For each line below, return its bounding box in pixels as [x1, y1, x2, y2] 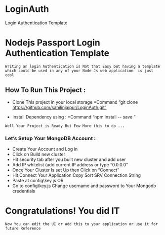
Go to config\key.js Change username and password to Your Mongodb [12, 183, 157, 189]
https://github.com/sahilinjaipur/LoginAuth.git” [12, 104, 107, 110]
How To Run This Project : [5, 86, 86, 94]
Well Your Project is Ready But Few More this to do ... [5, 123, 125, 128]
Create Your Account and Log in [12, 146, 78, 152]
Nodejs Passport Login [5, 37, 100, 48]
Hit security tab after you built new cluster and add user [12, 157, 126, 162]
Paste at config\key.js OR [12, 177, 64, 183]
